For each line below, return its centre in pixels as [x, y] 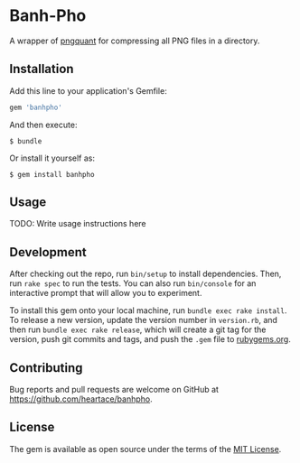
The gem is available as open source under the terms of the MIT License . [145, 449]
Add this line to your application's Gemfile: [88, 90]
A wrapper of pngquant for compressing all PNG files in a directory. [135, 41]
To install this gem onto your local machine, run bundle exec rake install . [148, 310]
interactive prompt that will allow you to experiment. [106, 293]
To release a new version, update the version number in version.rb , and [144, 320]
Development [48, 252]
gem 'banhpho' [36, 107]
